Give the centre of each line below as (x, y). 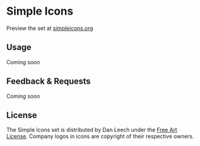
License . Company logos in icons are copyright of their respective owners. (100, 136)
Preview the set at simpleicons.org (50, 28)
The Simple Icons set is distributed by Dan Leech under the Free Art (92, 130)
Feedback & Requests (49, 82)
